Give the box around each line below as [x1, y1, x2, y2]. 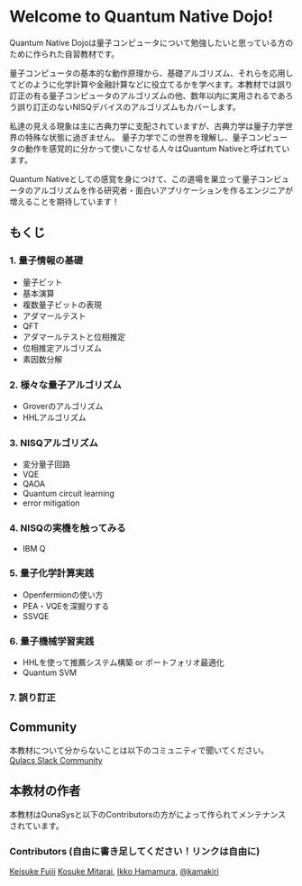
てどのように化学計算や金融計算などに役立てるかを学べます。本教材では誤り [9, 78, 293, 89]
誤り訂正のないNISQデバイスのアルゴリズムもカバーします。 [16, 101, 241, 112]
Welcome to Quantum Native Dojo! [9, 6, 273, 27]
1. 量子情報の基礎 [9, 254, 84, 267]
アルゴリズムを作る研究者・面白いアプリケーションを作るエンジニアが [32, 185, 294, 196]
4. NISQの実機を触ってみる [9, 522, 126, 534]
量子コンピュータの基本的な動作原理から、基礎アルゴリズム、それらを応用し [9, 68, 294, 78]
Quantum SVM [22, 667, 78, 678]
